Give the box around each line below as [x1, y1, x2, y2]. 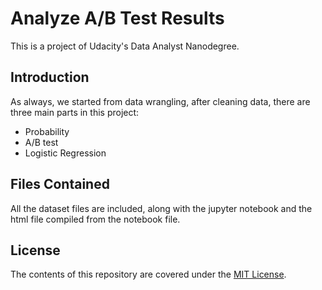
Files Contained [10, 176, 110, 193]
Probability [24, 125, 70, 137]
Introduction [10, 69, 90, 86]
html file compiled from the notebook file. [10, 213, 181, 225]
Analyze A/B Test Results [10, 7, 225, 30]
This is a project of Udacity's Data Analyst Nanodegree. [10, 40, 240, 52]
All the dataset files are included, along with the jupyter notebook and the [10, 202, 313, 214]
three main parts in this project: [10, 106, 140, 118]
